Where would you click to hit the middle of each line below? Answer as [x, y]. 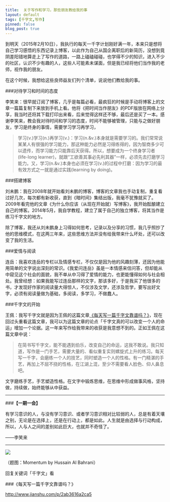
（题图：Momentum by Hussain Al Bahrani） [52, 462]
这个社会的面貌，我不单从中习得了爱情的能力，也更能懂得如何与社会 [89, 274]
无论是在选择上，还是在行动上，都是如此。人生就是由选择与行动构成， [92, 420]
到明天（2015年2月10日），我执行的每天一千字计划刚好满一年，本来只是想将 [84, 44]
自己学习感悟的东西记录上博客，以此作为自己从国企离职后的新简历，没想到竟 [85, 50]
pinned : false [20, 24]
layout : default [22, 15]
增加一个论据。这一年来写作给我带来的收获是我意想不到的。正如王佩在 [87, 328]
